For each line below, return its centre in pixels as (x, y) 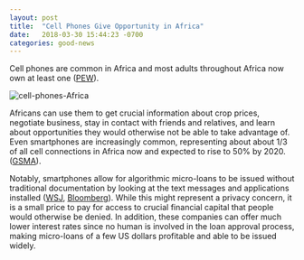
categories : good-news (52, 43)
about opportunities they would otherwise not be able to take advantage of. (150, 133)
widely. (23, 246)
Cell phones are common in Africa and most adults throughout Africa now (147, 69)
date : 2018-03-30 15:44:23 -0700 (76, 34)
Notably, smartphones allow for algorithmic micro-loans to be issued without (152, 179)
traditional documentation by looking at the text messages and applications (149, 188)
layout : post (34, 18)
